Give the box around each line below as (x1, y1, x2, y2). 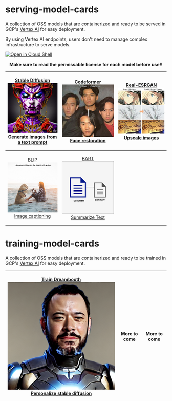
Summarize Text (71, 214, 105, 220)
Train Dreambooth (41, 276, 81, 282)
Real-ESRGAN (125, 82, 157, 88)
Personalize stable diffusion (30, 390, 92, 396)
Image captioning (14, 213, 51, 219)
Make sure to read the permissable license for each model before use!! (9, 61, 163, 67)
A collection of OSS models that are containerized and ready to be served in (5, 21, 166, 27)
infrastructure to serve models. (5, 41, 71, 47)
